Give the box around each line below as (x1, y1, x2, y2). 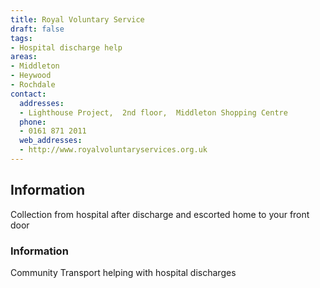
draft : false (10, 24, 65, 34)
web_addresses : (19, 136, 83, 146)
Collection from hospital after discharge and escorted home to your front (10, 208, 310, 220)
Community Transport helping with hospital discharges (10, 266, 237, 278)
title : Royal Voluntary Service (10, 14, 145, 25)
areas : (10, 52, 38, 62)
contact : (10, 89, 47, 99)
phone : (19, 117, 47, 127)
